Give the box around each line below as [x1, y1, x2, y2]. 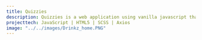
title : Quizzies [6, 8, 47, 15]
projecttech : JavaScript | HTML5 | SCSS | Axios [6, 19, 130, 25]
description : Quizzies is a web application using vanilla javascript [6, 14, 187, 20]
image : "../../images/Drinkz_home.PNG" [6, 25, 106, 31]
